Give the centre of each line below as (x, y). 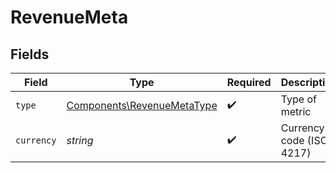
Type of (298, 99)
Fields (30, 54)
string (80, 140)
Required (249, 82)
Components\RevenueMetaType (142, 105)
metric (296, 111)
